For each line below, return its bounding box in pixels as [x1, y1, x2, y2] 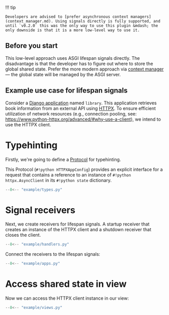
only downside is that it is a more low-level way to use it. [5, 28, 140, 33]
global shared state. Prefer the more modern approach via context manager [5, 66, 164, 72]
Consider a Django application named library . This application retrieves [5, 100, 157, 106]
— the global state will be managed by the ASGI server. [5, 71, 121, 77]
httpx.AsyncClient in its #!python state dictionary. [5, 177, 112, 183]
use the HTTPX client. [5, 121, 51, 127]
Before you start [5, 41, 58, 50]
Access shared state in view [5, 278, 127, 290]
